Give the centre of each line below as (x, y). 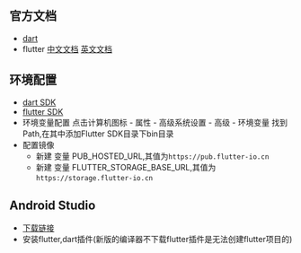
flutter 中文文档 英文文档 (67, 48)
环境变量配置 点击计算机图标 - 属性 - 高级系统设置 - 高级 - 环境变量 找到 (155, 122)
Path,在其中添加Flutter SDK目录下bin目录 (98, 134)
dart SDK (39, 102)
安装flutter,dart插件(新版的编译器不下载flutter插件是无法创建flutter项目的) (157, 240)
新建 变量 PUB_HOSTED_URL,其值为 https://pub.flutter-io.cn (152, 156)
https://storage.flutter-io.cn (94, 178)
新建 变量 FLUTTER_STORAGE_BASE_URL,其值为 (126, 167)
